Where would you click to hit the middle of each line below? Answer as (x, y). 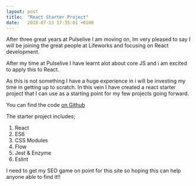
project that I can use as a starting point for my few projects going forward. (98, 94)
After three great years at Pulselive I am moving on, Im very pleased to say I (98, 40)
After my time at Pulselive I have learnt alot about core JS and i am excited (97, 63)
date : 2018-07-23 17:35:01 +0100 (50, 22)
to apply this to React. (33, 70)
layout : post (22, 12)
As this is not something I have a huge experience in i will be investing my (96, 81)
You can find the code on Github (46, 105)
